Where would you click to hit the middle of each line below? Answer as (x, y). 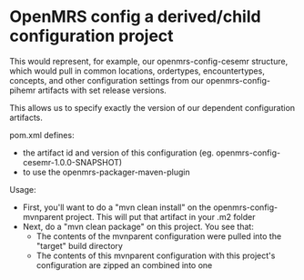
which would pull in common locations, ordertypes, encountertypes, (137, 71)
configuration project (92, 36)
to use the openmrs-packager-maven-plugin (106, 172)
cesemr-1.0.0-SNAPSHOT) (72, 162)
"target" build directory (79, 245)
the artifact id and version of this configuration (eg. (118, 153)
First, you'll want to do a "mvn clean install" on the (117, 207)
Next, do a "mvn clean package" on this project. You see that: (138, 226)
